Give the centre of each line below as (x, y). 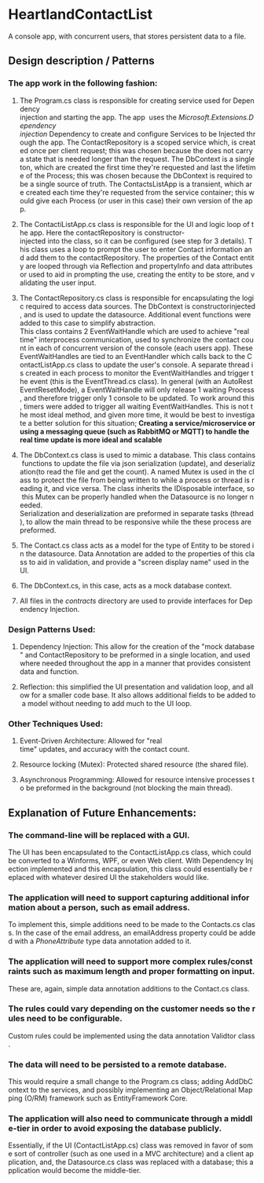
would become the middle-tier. (92, 1170)
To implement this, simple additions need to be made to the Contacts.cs (125, 925)
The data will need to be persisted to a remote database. (118, 1064)
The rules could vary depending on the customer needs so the (129, 1009)
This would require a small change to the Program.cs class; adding (116, 1082)
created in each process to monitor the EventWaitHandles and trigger (137, 373)
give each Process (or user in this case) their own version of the (139, 200)
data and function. (49, 671)
